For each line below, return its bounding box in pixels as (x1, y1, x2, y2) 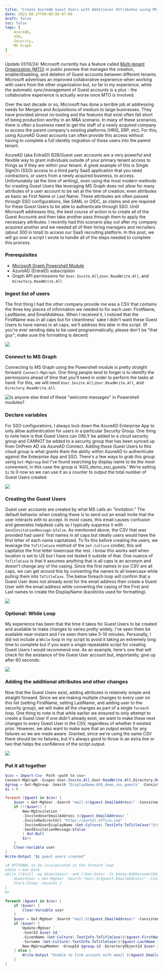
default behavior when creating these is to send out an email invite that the (5, 511, 154, 517)
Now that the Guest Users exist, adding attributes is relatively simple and (5, 689, 150, 695)
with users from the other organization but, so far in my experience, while (5, 81, 152, 87)
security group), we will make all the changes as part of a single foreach (5, 705, 149, 711)
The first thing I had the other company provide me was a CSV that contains (5, 301, 157, 307)
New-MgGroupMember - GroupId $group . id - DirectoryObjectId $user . (22, 944, 158, 949)
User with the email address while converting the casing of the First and (5, 583, 149, 589)
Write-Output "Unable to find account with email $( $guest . (22, 953, 147, 958)
